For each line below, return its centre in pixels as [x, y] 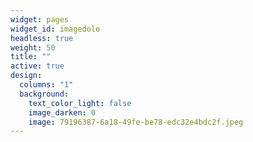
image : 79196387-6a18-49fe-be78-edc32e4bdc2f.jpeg [136, 122]
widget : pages [40, 19]
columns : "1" [46, 85]
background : [44, 94]
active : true [37, 66]
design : [26, 76]
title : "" [31, 57]
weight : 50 [33, 47]
